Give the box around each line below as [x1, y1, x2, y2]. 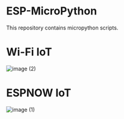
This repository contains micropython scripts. [6, 24, 119, 31]
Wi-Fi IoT [6, 45, 52, 59]
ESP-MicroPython [6, 4, 97, 18]
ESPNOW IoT [6, 86, 71, 100]
